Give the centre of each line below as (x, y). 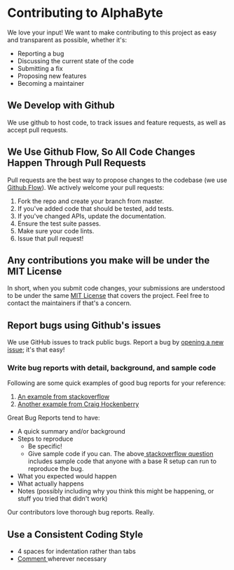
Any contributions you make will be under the (109, 260)
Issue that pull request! (50, 238)
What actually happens (50, 484)
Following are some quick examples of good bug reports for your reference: (117, 383)
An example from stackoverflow (63, 397)
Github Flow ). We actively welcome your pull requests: (86, 187)
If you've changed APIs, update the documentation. (92, 216)
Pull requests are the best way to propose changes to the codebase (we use (117, 180)
